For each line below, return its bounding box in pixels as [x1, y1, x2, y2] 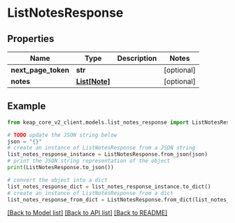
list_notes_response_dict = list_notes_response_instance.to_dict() [7, 183, 211, 190]
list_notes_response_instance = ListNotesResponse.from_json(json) [7, 151, 208, 158]
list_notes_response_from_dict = [7, 196, 105, 203]
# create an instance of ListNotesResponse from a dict [7, 189, 173, 196]
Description [117, 54, 157, 63]
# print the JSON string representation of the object [7, 157, 171, 165]
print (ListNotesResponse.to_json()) [7, 164, 114, 171]
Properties [7, 33, 55, 45]
